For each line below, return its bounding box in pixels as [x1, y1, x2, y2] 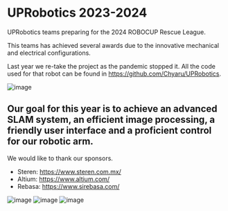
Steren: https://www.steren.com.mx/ [17, 167, 121, 176]
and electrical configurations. [7, 49, 91, 57]
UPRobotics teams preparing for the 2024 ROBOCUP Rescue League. [7, 28, 206, 36]
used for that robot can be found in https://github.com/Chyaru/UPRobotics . [7, 69, 222, 78]
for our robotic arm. [7, 135, 94, 147]
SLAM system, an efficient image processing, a [7, 114, 216, 126]
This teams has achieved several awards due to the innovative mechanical [7, 41, 220, 49]
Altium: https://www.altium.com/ [17, 175, 110, 183]
